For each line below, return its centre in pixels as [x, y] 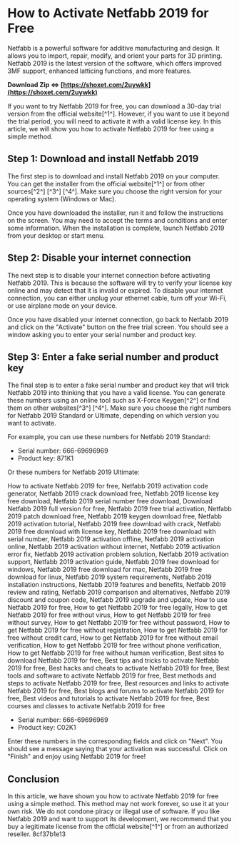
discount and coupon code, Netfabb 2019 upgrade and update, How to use [118, 600]
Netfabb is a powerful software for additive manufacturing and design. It [113, 48]
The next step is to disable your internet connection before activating [109, 275]
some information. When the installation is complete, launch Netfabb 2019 [116, 228]
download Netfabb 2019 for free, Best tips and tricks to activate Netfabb [113, 660]
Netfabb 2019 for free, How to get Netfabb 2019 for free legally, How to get [117, 608]
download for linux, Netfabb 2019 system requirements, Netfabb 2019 [110, 577]
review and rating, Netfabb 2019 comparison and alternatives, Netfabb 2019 [119, 592]
